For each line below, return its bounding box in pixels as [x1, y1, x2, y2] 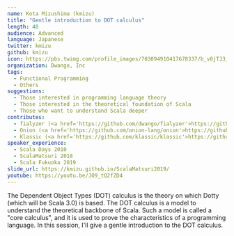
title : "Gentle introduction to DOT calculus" [7, 17, 145, 24]
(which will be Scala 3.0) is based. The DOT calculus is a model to [7, 198, 196, 207]
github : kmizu [7, 49, 49, 56]
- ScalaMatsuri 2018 [13, 152, 73, 160]
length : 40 [7, 23, 39, 30]
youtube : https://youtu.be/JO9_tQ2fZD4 [7, 172, 123, 179]
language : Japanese [7, 36, 64, 43]
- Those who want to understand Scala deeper [13, 107, 148, 114]
